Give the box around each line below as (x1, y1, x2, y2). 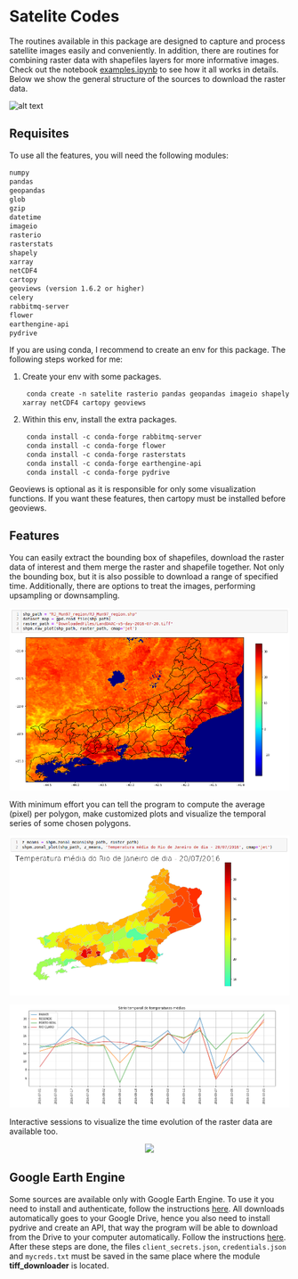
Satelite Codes (9, 6, 120, 27)
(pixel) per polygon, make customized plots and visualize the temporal (9, 808, 267, 819)
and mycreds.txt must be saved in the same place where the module (9, 1250, 261, 1261)
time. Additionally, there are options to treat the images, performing (9, 580, 256, 591)
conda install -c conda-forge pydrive (26, 468, 171, 477)
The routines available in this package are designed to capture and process (9, 36, 286, 46)
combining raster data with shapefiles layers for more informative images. (9, 54, 280, 65)
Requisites (9, 127, 69, 142)
